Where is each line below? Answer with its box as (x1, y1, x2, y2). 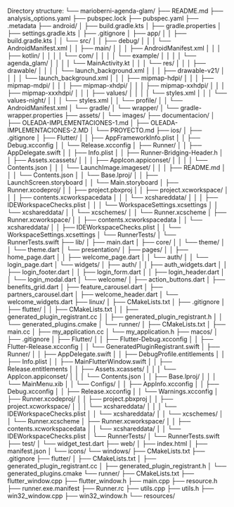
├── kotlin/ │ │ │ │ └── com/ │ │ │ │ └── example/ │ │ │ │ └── (7, 51, 197, 60)
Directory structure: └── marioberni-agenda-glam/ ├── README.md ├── (7, 7, 223, 15)
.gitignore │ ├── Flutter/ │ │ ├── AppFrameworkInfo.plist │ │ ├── (7, 133, 201, 142)
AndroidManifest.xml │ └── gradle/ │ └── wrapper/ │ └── (7, 104, 179, 112)
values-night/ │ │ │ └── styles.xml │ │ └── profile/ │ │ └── (7, 96, 183, 105)
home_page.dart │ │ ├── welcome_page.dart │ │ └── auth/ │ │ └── (7, 253, 209, 261)
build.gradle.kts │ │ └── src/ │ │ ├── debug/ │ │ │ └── (7, 37, 171, 45)
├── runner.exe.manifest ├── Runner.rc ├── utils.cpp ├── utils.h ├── (7, 485, 214, 492)
